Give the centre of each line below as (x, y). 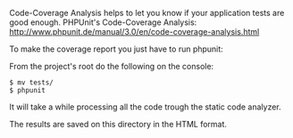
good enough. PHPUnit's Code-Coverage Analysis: (103, 22)
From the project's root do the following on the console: (112, 66)
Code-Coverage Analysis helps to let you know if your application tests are (147, 13)
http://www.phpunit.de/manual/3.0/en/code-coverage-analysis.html (134, 32)
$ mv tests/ (31, 83)
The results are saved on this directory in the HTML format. (118, 124)
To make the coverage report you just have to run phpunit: (116, 49)
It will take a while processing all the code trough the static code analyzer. (145, 107)
